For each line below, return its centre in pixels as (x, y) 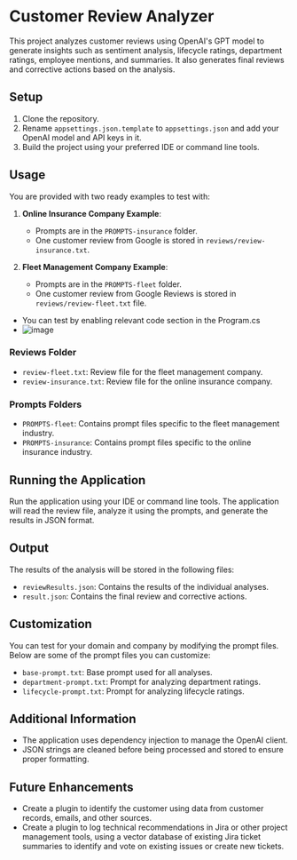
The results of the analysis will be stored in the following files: (122, 569)
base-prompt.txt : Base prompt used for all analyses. (117, 672)
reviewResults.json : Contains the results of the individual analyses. (145, 586)
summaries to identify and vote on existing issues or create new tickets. (153, 847)
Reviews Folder (43, 353)
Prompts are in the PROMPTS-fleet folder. (108, 284)
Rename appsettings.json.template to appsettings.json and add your (150, 128)
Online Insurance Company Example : (92, 213)
